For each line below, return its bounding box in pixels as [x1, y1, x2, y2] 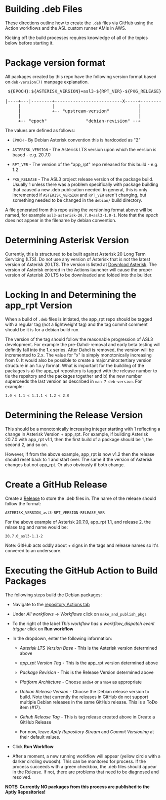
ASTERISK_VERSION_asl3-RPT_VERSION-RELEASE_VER [5, 510, 105, 515]
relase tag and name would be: [5, 524, 68, 530]
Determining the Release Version [5, 409, 143, 421]
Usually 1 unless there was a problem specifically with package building [12, 181, 159, 187]
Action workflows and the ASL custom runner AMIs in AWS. [5, 25, 126, 31]
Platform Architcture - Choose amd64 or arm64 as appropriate [19, 679, 142, 685]
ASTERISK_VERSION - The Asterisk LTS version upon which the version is [12, 146, 157, 152]
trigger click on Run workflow [12, 625, 74, 631]
